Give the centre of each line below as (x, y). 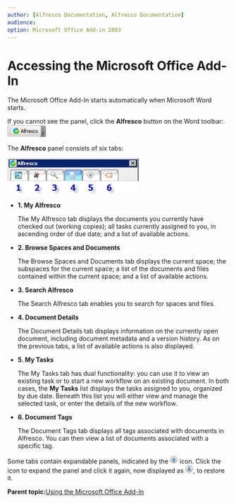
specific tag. (36, 446)
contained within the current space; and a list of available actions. (113, 276)
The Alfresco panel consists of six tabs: (65, 148)
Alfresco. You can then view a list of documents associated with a (113, 439)
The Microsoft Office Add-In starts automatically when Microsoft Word (110, 100)
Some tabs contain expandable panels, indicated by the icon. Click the (114, 461)
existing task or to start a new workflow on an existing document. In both (123, 381)
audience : (22, 22)
